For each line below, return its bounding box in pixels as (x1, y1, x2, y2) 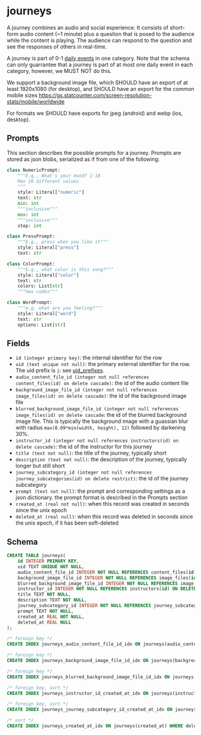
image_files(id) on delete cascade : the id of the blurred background (15, 411, 187, 419)
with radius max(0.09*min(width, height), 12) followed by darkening (15, 424, 186, 431)
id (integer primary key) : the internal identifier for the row (15, 354, 163, 361)
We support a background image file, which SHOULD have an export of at (7, 79, 188, 86)
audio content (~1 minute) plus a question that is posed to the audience (19, 30, 194, 37)
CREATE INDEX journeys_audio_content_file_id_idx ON (7, 641, 141, 647)
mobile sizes (7, 92, 38, 99)
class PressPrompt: (7, 233, 55, 240)
